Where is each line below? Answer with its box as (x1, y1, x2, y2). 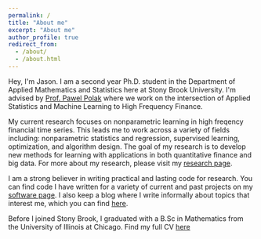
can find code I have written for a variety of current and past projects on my (8, 182, 253, 191)
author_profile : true (8, 33, 79, 42)
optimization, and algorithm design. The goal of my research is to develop (8, 142, 247, 151)
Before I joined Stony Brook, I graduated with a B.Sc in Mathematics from (8, 213, 244, 223)
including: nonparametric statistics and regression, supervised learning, (8, 133, 241, 143)
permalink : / (8, 11, 51, 20)
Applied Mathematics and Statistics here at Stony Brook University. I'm (8, 85, 237, 94)
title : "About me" (8, 19, 68, 27)
